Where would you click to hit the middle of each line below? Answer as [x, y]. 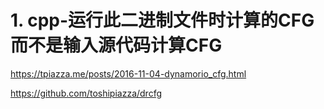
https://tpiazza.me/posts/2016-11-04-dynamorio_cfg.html [128, 73]
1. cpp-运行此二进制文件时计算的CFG [162, 20]
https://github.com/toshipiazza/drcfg [86, 93]
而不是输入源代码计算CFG [116, 45]
